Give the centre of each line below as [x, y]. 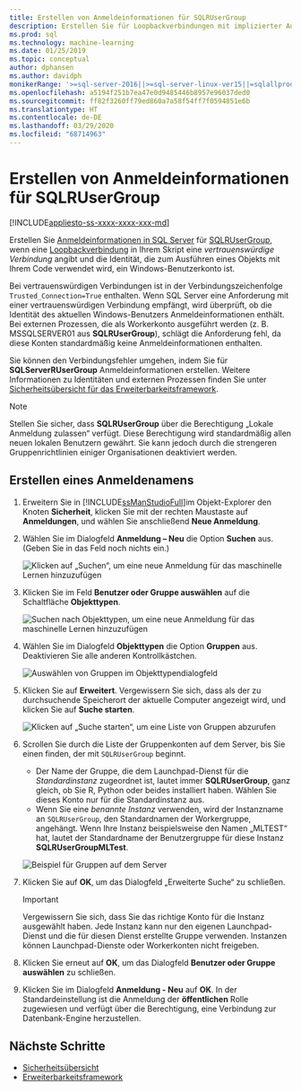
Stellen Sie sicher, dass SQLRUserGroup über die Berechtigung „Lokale [142, 423]
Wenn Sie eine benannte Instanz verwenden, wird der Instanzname [159, 809]
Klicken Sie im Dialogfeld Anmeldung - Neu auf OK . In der [129, 989]
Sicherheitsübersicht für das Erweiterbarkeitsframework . [114, 389]
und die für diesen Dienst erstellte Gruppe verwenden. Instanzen [168, 935]
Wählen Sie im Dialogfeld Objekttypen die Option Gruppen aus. [140, 645]
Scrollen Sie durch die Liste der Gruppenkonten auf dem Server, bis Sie [154, 744]
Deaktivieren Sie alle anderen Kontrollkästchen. [109, 655]
